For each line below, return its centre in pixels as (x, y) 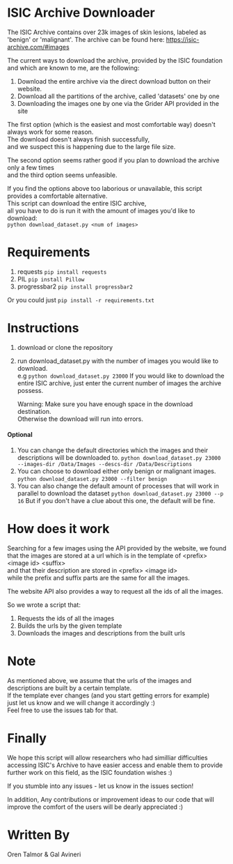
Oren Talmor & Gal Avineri (44, 854)
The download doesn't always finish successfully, (79, 139)
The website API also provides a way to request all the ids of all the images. (115, 591)
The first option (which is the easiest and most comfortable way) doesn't (111, 124)
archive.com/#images (38, 47)
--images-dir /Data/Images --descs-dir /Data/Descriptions (105, 465)
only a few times (31, 167)
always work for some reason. (50, 132)
